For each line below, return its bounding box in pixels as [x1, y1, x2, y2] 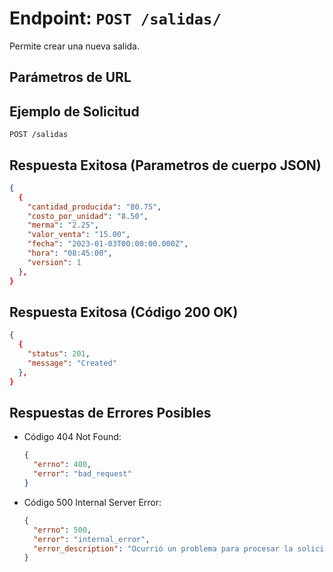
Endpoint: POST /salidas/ [9, 7, 222, 30]
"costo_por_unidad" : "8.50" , [27, 211, 149, 221]
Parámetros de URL [9, 69, 132, 86]
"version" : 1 [27, 257, 82, 267]
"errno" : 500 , [33, 525, 92, 535]
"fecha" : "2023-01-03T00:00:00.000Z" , [27, 239, 189, 249]
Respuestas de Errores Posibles [9, 405, 212, 422]
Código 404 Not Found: [23, 431, 122, 443]
